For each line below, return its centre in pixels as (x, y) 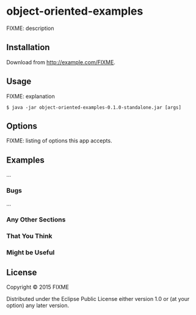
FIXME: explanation (31, 96)
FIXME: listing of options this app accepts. (59, 141)
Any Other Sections (36, 220)
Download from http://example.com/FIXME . (61, 62)
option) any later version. (38, 306)
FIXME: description (30, 28)
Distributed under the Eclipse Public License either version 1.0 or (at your (98, 299)
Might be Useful (31, 253)
